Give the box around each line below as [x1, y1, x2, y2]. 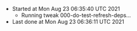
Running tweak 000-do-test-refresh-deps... [21, 12, 131, 19]
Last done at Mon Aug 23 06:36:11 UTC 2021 [12, 18, 125, 25]
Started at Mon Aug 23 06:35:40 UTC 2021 [12, 5, 121, 12]
